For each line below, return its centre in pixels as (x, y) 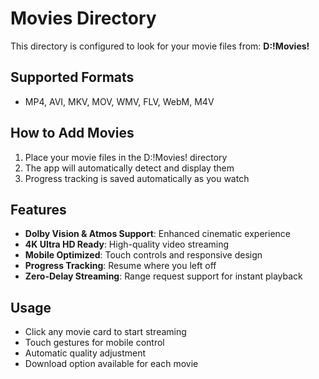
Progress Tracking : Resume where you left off (120, 266)
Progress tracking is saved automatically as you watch (137, 178)
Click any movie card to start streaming (105, 332)
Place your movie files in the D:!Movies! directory (126, 157)
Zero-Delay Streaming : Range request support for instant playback (163, 276)
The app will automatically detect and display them (129, 168)
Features (38, 209)
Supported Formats (72, 77)
